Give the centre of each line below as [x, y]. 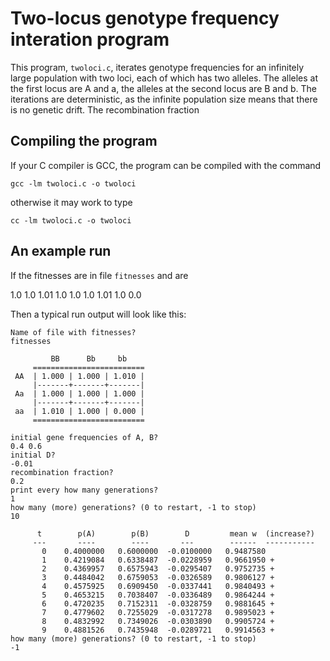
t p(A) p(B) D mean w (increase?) [175, 533]
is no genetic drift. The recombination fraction [105, 109]
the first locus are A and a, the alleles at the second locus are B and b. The [164, 88]
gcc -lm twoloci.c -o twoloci [73, 183]
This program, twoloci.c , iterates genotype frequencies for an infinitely [157, 67]
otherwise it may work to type [71, 202]
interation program [90, 39]
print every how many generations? [84, 490]
